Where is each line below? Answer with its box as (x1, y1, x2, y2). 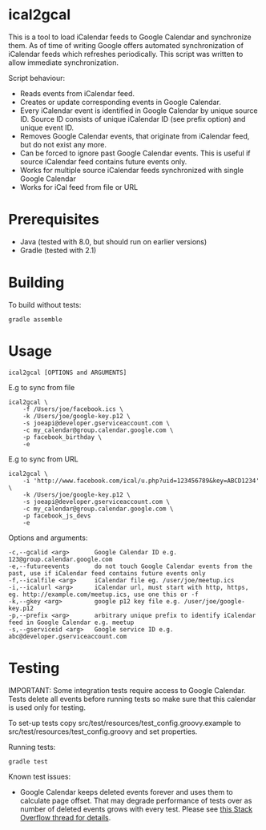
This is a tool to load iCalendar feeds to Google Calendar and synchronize (8, 32, 252, 42)
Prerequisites (8, 211, 100, 229)
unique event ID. (19, 123, 75, 132)
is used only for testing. (8, 703, 87, 712)
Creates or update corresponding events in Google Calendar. (19, 97, 222, 107)
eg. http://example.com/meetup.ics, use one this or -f (8, 590, 199, 598)
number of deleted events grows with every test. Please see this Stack (19, 804, 253, 814)
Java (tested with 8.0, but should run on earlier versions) (19, 236, 208, 246)
